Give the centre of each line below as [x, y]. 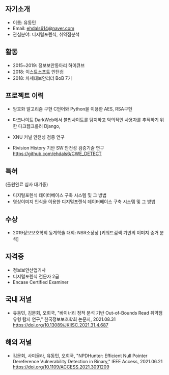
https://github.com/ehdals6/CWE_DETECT [57, 154]
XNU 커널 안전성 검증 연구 [38, 137]
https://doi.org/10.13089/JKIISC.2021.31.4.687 [60, 325]
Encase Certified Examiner [40, 282]
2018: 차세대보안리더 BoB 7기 [42, 78]
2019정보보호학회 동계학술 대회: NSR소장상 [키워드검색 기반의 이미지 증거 [86, 233]
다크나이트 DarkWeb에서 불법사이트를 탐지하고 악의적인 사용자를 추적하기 [86, 120]
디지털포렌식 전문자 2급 [36, 276]
